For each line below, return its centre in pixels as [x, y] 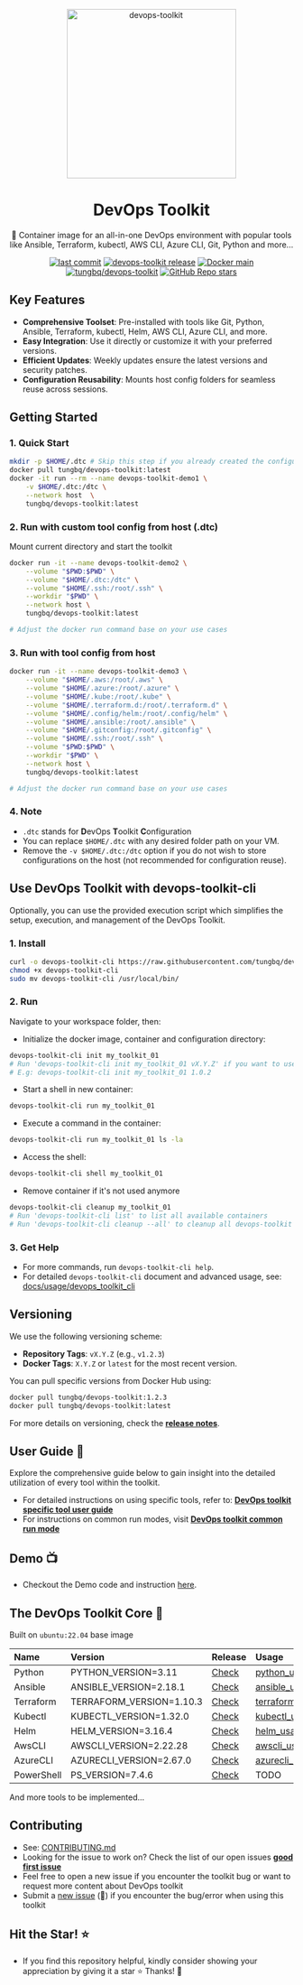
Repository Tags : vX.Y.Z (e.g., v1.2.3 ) [93, 1353]
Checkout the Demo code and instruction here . [109, 1585]
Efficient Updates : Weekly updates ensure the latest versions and [145, 360]
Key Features [47, 300]
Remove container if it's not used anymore [101, 1191]
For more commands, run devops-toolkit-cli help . [118, 1267]
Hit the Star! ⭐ [50, 1935]
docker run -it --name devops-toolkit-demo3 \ [98, 672]
